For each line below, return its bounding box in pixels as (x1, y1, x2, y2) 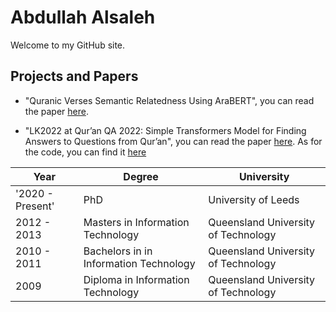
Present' (15, 199, 55, 213)
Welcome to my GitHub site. (10, 39, 126, 51)
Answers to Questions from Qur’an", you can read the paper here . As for (24, 135, 323, 147)
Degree (123, 169, 159, 183)
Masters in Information (83, 215, 190, 229)
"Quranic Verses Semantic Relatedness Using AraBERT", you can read (24, 94, 315, 106)
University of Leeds (208, 192, 300, 206)
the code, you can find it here (24, 146, 147, 158)
